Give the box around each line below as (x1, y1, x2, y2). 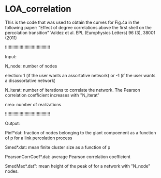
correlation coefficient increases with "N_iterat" (5, 92, 100, 98)
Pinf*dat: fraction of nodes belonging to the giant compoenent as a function (5, 129, 156, 135)
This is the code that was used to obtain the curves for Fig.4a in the (5, 19, 140, 25)
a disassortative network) (5, 78, 56, 83)
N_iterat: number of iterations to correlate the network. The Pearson (5, 87, 140, 93)
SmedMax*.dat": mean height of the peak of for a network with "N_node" (5, 163, 151, 169)
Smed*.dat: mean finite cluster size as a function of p (5, 144, 111, 150)
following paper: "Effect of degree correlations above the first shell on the (5, 24, 152, 30)
